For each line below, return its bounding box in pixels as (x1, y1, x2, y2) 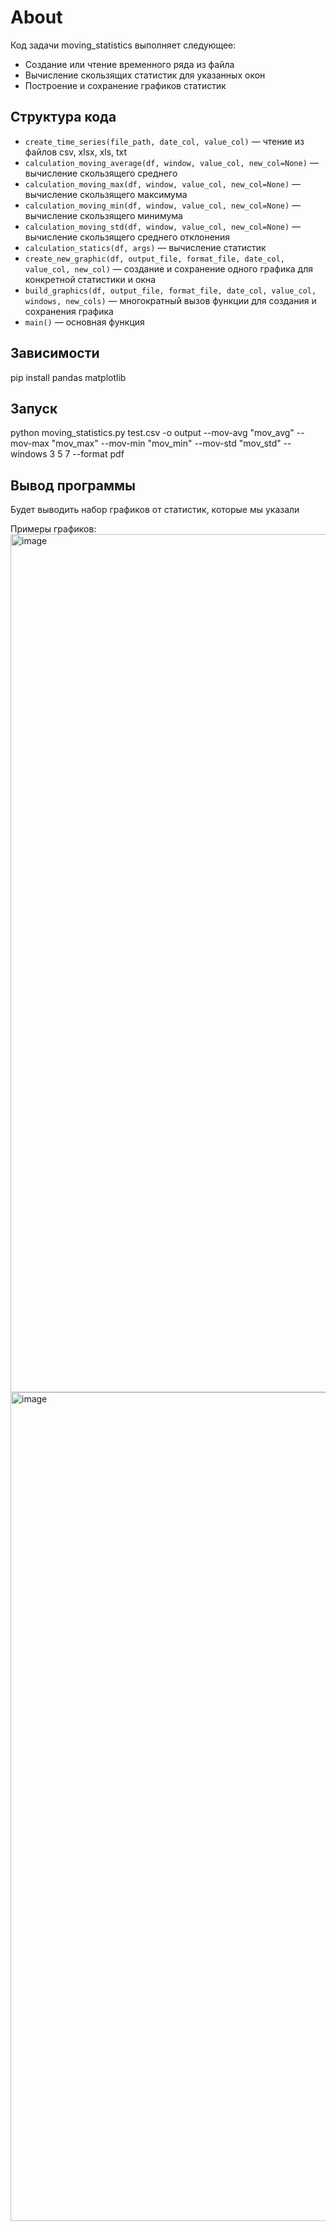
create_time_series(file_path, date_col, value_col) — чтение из (24, 135, 305, 147)
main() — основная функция (24, 316, 145, 328)
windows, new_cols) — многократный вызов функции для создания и (24, 294, 317, 306)
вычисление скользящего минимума (24, 209, 183, 221)
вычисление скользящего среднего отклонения (24, 231, 231, 243)
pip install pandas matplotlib (10, 371, 127, 383)
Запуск (10, 400, 58, 417)
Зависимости (10, 345, 100, 362)
